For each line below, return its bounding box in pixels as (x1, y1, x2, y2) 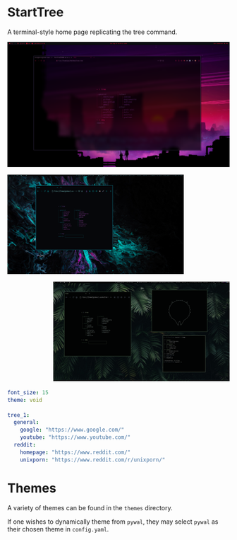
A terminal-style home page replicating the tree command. (7, 28, 178, 36)
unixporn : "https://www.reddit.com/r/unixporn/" (20, 456, 166, 464)
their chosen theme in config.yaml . (7, 524, 109, 533)
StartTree (7, 4, 64, 21)
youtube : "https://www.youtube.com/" (20, 434, 131, 441)
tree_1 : (7, 411, 30, 418)
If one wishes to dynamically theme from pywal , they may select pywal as (7, 517, 219, 526)
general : (13, 419, 39, 426)
